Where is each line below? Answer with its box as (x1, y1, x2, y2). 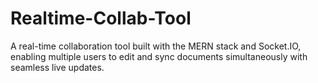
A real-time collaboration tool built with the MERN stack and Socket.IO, (10, 40, 302, 52)
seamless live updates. (10, 61, 105, 73)
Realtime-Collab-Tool (10, 7, 192, 30)
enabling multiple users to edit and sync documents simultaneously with (10, 50, 308, 62)
